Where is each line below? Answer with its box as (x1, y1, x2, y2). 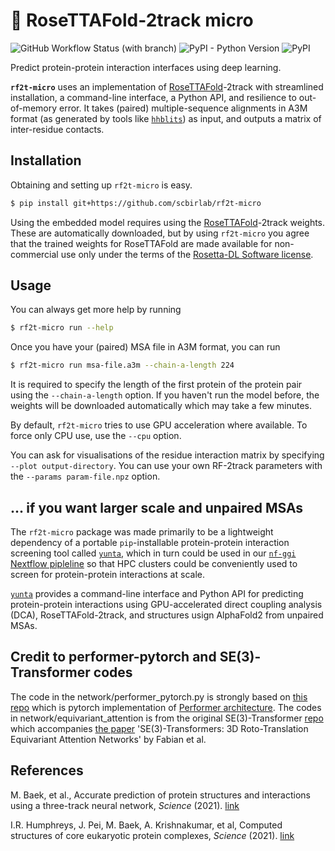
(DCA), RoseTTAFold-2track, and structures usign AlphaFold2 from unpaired (10, 609, 324, 621)
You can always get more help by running (10, 304, 182, 316)
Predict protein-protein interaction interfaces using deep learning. (10, 61, 282, 73)
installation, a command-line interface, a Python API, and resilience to (10, 91, 297, 103)
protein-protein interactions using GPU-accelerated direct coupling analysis (10, 599, 323, 610)
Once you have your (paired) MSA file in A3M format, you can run (10, 341, 281, 353)
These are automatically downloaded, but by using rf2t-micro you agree (10, 227, 310, 239)
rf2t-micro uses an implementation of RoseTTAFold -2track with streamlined (10, 80, 324, 93)
